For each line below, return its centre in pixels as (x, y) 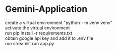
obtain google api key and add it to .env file (49, 38)
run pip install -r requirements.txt (39, 33)
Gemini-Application (46, 9)
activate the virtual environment (38, 27)
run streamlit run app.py (30, 43)
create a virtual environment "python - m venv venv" (59, 23)
